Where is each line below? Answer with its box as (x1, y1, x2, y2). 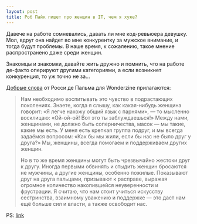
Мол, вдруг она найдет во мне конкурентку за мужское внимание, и (6, 36, 179, 43)
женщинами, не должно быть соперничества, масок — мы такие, (20, 120, 186, 127)
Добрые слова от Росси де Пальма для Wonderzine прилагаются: (6, 84, 171, 91)
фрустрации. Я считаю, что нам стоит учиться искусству (20, 188, 164, 195)
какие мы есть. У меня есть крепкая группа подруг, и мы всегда (20, 127, 183, 134)
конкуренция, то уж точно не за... (6, 73, 90, 80)
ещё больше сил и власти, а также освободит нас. (20, 200, 148, 207)
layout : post (6, 8, 38, 15)
